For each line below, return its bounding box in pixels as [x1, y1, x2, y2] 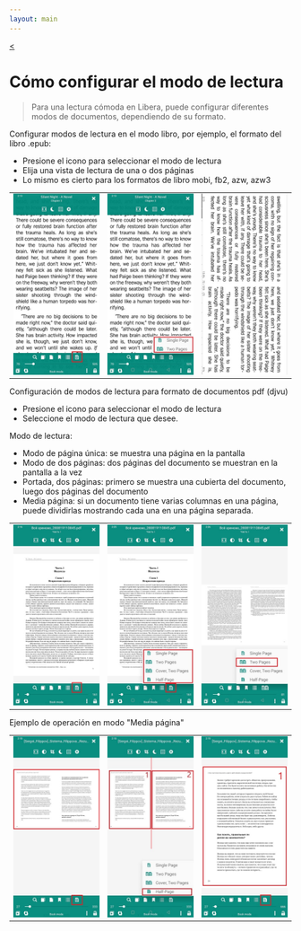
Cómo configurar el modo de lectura [9, 72, 284, 92]
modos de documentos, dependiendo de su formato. [30, 110, 227, 121]
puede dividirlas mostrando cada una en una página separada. [21, 505, 254, 516]
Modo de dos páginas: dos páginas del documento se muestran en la [21, 458, 278, 469]
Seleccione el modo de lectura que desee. [21, 413, 179, 424]
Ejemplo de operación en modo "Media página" [9, 716, 185, 727]
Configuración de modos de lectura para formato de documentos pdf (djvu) [9, 386, 288, 397]
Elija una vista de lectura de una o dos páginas [21, 164, 194, 175]
